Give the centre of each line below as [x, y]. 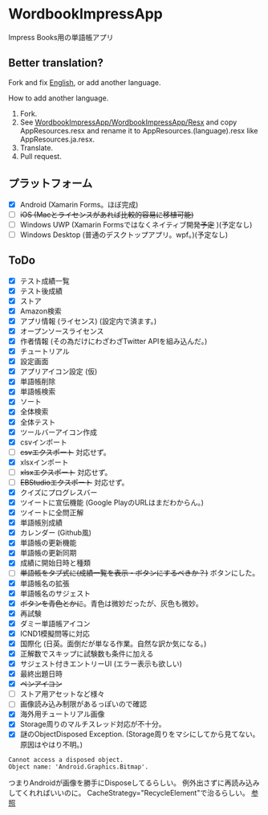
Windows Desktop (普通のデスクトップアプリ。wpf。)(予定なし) [124, 235]
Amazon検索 [41, 311]
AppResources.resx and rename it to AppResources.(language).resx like [139, 130]
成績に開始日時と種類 [55, 563]
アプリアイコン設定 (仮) [59, 371]
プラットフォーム [51, 184]
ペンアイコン [41, 684]
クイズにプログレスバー [59, 492]
